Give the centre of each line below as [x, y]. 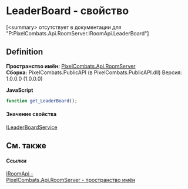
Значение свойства [31, 114]
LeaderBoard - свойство [68, 11]
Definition [24, 52]
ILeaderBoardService [32, 127]
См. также [26, 146]
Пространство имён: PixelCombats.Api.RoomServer [71, 66]
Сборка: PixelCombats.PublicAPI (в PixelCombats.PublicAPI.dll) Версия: [94, 72]
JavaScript [20, 90]
